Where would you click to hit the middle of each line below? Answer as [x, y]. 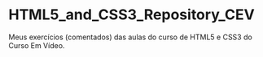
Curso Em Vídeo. [37, 45]
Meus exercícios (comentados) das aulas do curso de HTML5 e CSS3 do [130, 37]
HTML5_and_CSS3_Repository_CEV [131, 15]
